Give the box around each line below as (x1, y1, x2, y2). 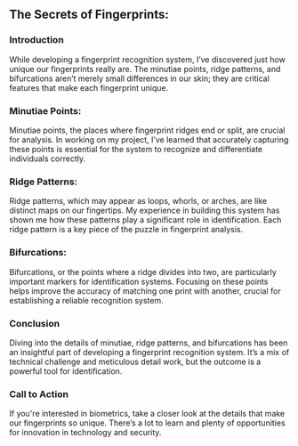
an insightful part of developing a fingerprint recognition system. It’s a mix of (9, 346, 290, 357)
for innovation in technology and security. (9, 427, 162, 438)
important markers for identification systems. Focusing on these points (9, 276, 269, 287)
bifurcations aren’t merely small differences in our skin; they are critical (9, 73, 270, 84)
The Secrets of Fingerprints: (9, 7, 169, 22)
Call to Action (9, 387, 69, 400)
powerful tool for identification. (9, 365, 123, 377)
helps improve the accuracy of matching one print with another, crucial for (9, 285, 282, 296)
